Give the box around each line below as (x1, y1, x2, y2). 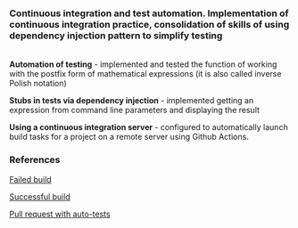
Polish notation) (9, 78, 67, 89)
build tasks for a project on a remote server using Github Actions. (9, 132, 250, 142)
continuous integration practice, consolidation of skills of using (9, 18, 290, 30)
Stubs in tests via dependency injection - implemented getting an (9, 95, 254, 106)
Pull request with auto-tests (9, 208, 111, 219)
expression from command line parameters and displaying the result (9, 105, 261, 116)
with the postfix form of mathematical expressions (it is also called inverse (9, 69, 282, 79)
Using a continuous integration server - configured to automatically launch (9, 122, 288, 133)
